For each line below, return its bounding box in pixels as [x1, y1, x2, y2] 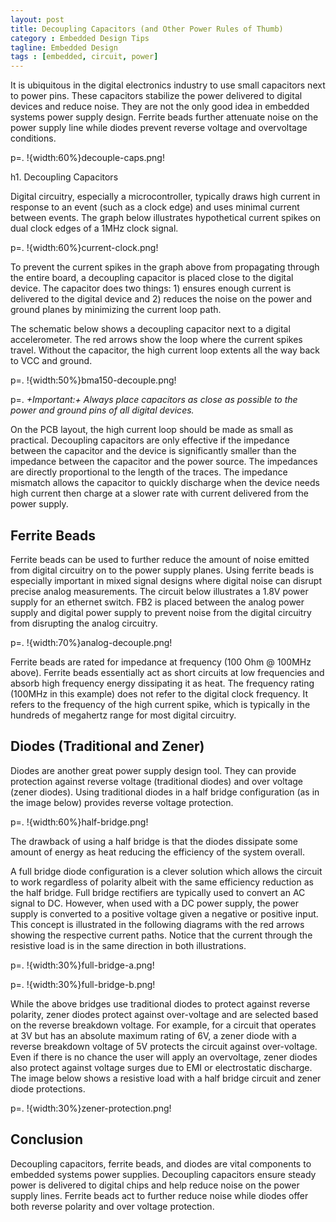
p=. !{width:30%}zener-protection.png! [10, 1102, 172, 1114]
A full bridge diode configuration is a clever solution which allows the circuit [10, 865, 323, 877]
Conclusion [10, 1131, 84, 1148]
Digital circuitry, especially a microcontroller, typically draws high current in [10, 191, 321, 203]
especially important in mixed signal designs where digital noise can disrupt [10, 574, 322, 586]
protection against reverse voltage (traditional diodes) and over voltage [10, 775, 303, 787]
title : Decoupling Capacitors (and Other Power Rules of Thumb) [10, 24, 284, 34]
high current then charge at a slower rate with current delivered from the [10, 487, 309, 500]
